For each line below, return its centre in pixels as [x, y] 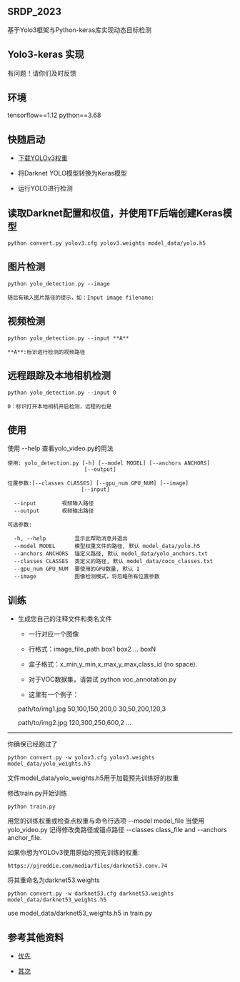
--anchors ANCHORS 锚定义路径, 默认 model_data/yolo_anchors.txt [111, 554]
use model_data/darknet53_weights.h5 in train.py [80, 913]
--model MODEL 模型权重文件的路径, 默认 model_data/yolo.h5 [107, 546]
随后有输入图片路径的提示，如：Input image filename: [81, 298]
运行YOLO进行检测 [45, 188]
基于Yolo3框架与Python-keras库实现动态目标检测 [80, 30]
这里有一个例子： [54, 694]
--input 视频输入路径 [54, 503]
